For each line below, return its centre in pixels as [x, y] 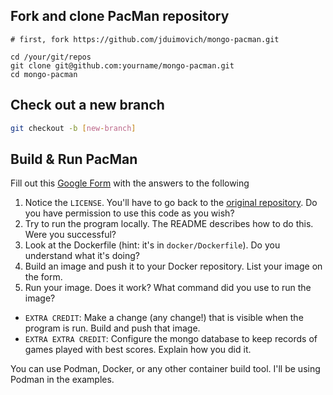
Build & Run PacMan [74, 159]
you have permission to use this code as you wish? [129, 213]
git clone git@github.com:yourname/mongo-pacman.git [122, 65]
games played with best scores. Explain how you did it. [138, 350]
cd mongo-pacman [44, 74]
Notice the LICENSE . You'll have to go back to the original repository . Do [171, 203]
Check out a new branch [87, 105]
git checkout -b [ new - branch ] [73, 128]
